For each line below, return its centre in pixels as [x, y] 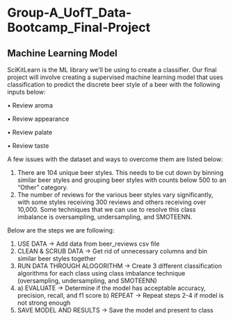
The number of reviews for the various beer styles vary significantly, [115, 195]
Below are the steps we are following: [61, 230]
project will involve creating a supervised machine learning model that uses [115, 77]
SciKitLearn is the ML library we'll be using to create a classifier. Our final [112, 70]
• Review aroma [30, 105]
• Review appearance [38, 119]
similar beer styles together [56, 259]
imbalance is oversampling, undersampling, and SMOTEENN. [105, 217]
